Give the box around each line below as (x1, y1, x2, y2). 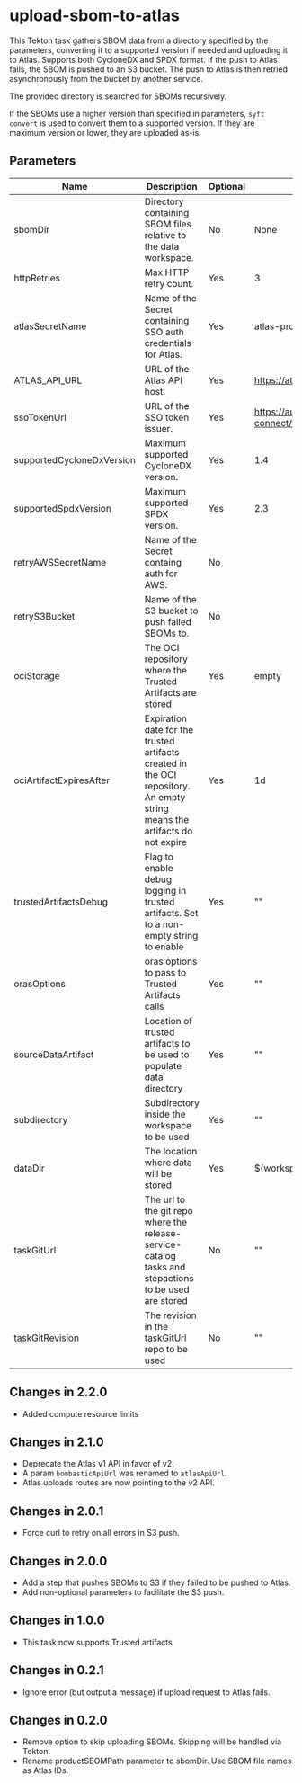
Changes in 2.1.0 (9, 1434, 105, 1449)
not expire (144, 835, 187, 848)
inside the (144, 1108, 186, 1120)
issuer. (144, 422, 173, 434)
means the (144, 813, 190, 825)
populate (144, 1059, 182, 1072)
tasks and (144, 1261, 186, 1273)
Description (147, 180, 198, 192)
